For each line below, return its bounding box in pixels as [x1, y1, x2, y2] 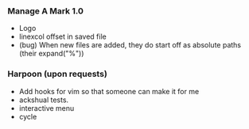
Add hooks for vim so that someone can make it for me [18, 86, 200, 96]
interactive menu [18, 103, 75, 112]
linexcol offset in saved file [18, 32, 107, 41]
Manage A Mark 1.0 [7, 6, 84, 17]
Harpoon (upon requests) [7, 69, 108, 80]
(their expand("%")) [18, 49, 84, 59]
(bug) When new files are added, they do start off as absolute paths [18, 40, 242, 50]
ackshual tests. [18, 95, 69, 104]
